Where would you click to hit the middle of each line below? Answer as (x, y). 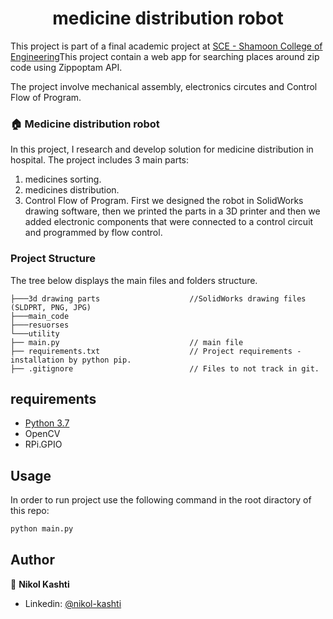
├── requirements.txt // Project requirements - (156, 351)
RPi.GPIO (43, 444)
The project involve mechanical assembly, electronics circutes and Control (164, 86)
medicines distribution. (72, 190)
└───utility (35, 333)
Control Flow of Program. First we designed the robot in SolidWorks (164, 201)
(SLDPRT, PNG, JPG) (51, 307)
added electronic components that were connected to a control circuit (169, 222)
